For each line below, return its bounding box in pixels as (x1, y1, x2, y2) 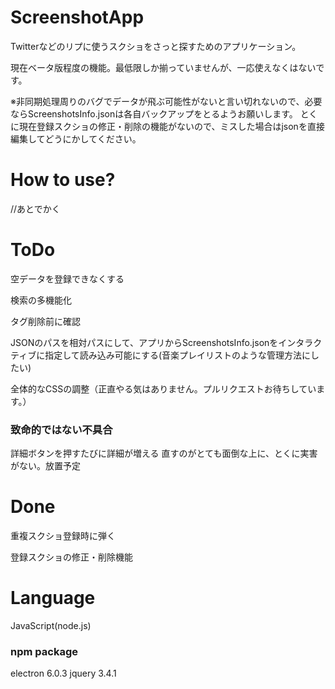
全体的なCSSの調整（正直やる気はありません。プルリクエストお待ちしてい (10, 382, 317, 395)
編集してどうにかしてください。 (10, 132, 142, 145)
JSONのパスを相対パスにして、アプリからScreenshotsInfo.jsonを (10, 336, 279, 348)
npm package (10, 644, 78, 658)
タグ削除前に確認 (10, 315, 81, 327)
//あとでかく (10, 202, 61, 215)
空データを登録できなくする (10, 272, 125, 285)
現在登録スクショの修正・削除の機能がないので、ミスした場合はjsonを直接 (18, 120, 325, 132)
